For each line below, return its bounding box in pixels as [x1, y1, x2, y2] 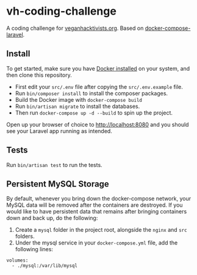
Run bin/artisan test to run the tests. [6, 161, 102, 168]
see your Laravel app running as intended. [6, 127, 113, 135]
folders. [15, 233, 35, 240]
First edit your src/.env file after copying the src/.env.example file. [15, 83, 183, 90]
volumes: [6, 257, 29, 263]
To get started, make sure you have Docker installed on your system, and [6, 65, 190, 72]
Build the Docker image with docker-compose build [15, 96, 142, 103]
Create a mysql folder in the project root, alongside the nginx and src [15, 226, 187, 234]
